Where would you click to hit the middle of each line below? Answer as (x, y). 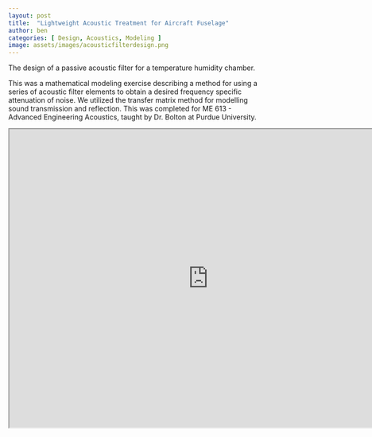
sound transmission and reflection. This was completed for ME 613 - (120, 109)
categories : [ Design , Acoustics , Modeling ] (85, 38)
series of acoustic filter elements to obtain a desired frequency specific (125, 92)
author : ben (28, 30)
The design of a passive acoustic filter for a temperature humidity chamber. (132, 68)
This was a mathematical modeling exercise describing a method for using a (133, 84)
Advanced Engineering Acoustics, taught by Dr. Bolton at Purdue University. (132, 117)
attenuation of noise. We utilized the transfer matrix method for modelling (128, 100)
